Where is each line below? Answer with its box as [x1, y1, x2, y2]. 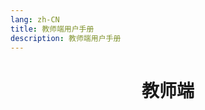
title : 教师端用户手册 [10, 24, 95, 34]
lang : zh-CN [10, 14, 60, 25]
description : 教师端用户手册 [10, 33, 122, 43]
